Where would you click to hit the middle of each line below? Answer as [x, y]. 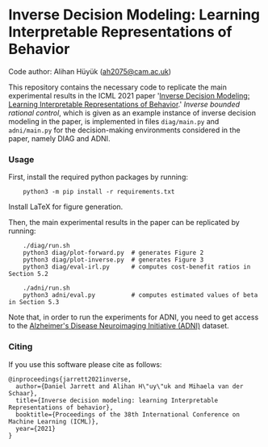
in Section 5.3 [34, 303]
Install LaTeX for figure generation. [66, 207]
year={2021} [36, 428]
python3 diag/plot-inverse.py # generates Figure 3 [113, 260]
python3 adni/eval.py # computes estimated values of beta [140, 295]
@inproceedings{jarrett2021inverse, [70, 379]
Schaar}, [23, 393]
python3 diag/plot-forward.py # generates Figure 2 [113, 253]
